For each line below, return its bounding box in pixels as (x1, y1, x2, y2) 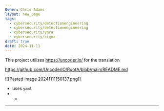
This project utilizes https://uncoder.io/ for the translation (5, 57, 120, 63)
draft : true (5, 39, 29, 44)
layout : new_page (5, 12, 41, 17)
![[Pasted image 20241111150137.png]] (5, 76, 82, 82)
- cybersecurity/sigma (9, 35, 56, 40)
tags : (5, 16, 16, 21)
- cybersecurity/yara (9, 30, 54, 35)
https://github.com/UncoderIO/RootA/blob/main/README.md (5, 67, 128, 72)
